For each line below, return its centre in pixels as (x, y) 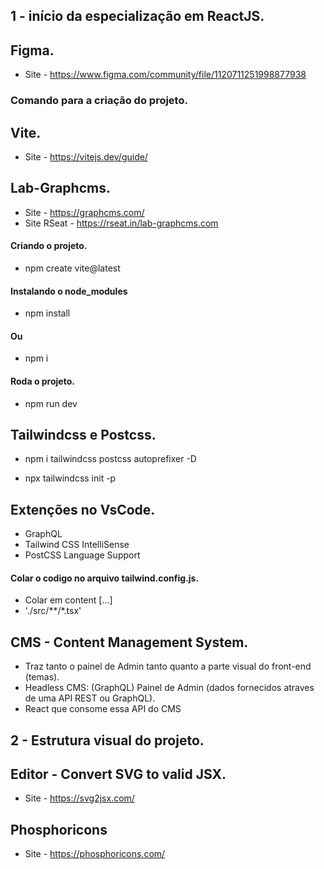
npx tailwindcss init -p (70, 478)
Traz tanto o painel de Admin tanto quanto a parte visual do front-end (168, 666)
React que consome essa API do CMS (103, 709)
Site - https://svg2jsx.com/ (79, 798)
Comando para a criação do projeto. (99, 101)
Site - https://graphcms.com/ (84, 212)
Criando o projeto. (49, 246)
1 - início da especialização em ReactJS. (137, 16)
